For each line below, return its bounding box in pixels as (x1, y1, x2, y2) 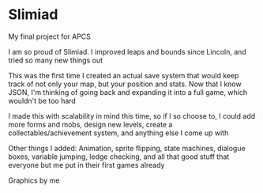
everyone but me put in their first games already (8, 160, 165, 169)
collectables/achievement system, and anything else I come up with (8, 128, 229, 138)
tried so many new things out (8, 55, 103, 65)
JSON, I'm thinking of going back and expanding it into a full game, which (8, 87, 247, 96)
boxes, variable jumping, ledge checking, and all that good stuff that (8, 152, 230, 161)
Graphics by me (8, 176, 60, 185)
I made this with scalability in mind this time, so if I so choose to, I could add (8, 111, 256, 120)
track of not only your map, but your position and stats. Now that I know (8, 79, 242, 89)
